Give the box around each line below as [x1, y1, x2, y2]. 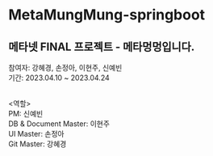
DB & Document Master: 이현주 [8, 119, 111, 129]
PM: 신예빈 [8, 109, 44, 118]
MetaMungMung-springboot [8, 6, 206, 24]
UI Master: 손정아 [8, 129, 65, 138]
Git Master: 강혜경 [8, 139, 67, 149]
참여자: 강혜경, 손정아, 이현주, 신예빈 [8, 63, 123, 72]
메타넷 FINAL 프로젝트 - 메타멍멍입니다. [8, 40, 195, 53]
